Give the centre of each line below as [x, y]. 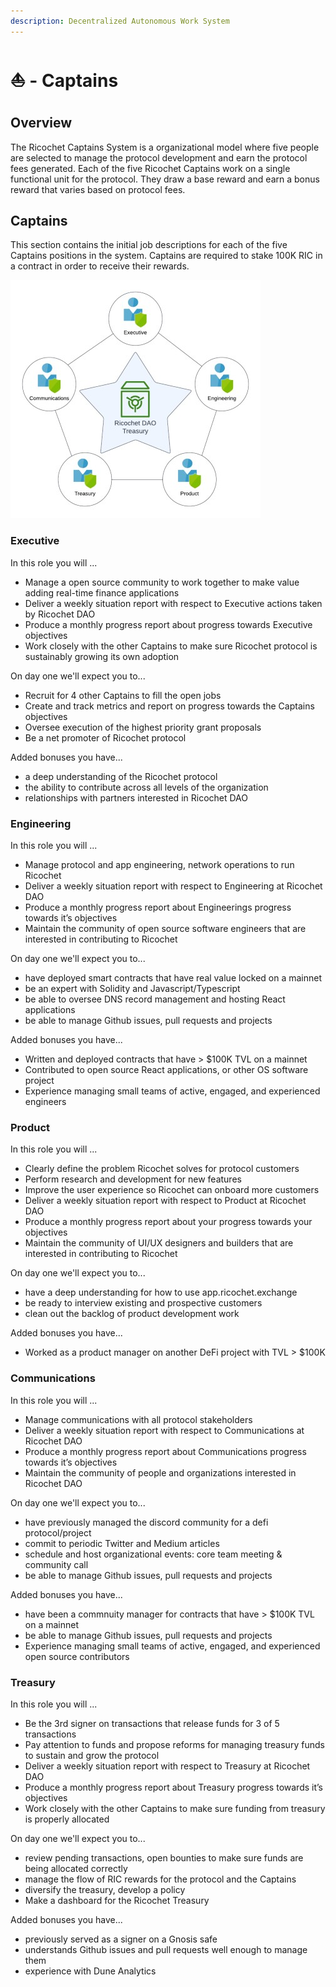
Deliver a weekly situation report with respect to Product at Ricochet [165, 1201]
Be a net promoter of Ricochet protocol [105, 737]
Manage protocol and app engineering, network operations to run [159, 865]
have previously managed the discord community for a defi [146, 1522]
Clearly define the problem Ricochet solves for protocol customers [162, 1169]
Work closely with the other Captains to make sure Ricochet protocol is [171, 646]
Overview [41, 123]
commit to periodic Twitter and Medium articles [122, 1543]
